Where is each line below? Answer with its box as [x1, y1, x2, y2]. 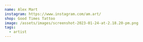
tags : [4, 25, 16, 30]
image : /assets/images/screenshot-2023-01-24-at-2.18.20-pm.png [4, 20, 139, 26]
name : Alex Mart [4, 7, 38, 12]
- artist [9, 29, 27, 34]
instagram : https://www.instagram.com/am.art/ [4, 12, 101, 16]
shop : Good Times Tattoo [4, 16, 55, 21]
